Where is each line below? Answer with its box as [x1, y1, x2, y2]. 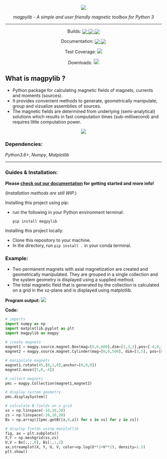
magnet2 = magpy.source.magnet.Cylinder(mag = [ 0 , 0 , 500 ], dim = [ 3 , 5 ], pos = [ [5, 349, 162, 354]
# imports [5, 317, 26, 322]
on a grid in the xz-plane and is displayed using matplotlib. [12, 287, 133, 293]
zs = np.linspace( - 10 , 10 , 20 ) [5, 412, 66, 417]
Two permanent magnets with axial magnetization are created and [12, 266, 148, 272]
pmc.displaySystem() [5, 394, 48, 399]
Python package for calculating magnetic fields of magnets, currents [12, 87, 153, 93]
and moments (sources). [12, 92, 63, 99]
